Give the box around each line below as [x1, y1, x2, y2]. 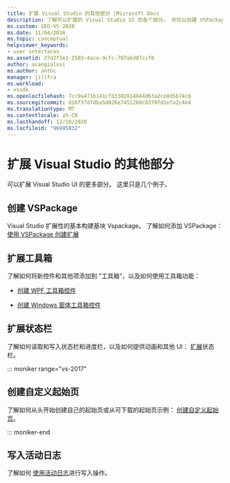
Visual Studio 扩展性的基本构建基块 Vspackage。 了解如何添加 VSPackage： [7, 222, 222, 230]
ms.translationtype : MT [7, 106, 75, 112]
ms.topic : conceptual [7, 36, 69, 42]
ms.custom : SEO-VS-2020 [7, 23, 75, 29]
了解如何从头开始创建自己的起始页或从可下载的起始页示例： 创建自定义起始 [7, 406, 219, 414]
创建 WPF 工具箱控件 [16, 286, 77, 295]
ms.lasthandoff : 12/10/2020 [7, 118, 88, 125]
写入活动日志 [7, 449, 62, 461]
